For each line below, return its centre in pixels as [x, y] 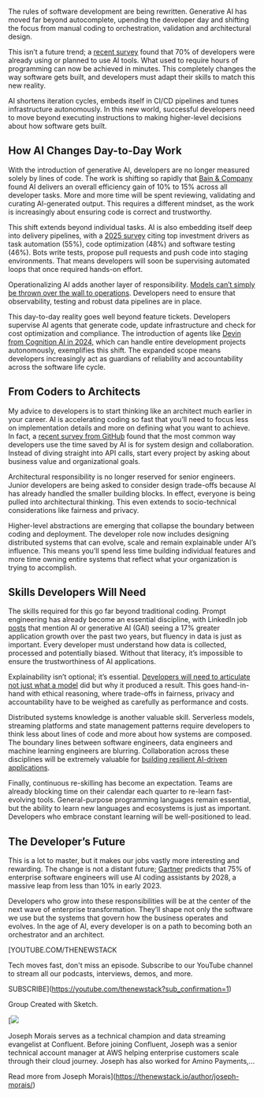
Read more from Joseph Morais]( [62, 1076]
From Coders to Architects [74, 392]
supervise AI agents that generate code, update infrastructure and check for [132, 325]
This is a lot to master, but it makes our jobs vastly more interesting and [124, 861]
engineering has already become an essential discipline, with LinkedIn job [128, 620]
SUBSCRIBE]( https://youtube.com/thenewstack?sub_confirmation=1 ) [120, 989]
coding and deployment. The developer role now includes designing [119, 533]
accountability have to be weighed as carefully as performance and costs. [128, 702]
